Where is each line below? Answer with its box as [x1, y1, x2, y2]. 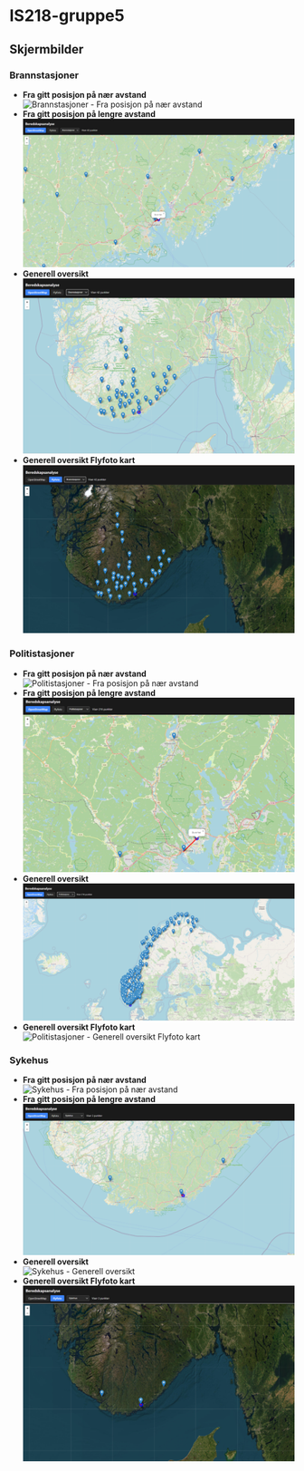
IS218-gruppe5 [9, 5, 125, 26]
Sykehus [9, 1054, 49, 1067]
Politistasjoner [9, 647, 75, 660]
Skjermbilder [9, 42, 84, 57]
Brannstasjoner [9, 69, 80, 82]
